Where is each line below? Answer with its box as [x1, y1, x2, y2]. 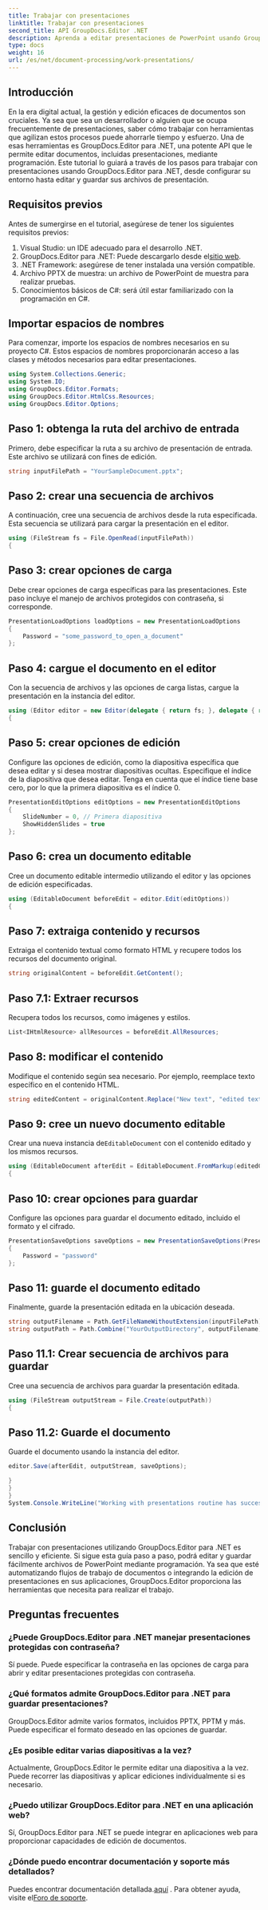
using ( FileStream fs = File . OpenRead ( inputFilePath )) [8, 534, 195, 542]
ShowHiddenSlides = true [22, 821, 105, 829]
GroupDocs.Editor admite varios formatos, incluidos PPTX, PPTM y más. [8, 1716, 246, 1726]
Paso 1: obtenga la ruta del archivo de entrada [8, 422, 239, 435]
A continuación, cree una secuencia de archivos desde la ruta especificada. [8, 510, 258, 520]
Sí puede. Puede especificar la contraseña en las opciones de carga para [8, 1660, 249, 1669]
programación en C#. [19, 293, 90, 303]
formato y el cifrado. [8, 1222, 76, 1231]
